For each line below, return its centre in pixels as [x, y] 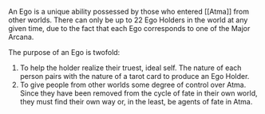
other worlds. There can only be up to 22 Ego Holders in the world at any [128, 20]
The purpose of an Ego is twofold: [64, 52]
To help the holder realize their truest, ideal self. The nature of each [131, 68]
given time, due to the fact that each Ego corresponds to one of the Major [129, 28]
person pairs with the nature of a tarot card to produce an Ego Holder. [134, 76]
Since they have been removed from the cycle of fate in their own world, [138, 93]
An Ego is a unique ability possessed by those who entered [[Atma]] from [129, 12]
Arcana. [21, 37]
